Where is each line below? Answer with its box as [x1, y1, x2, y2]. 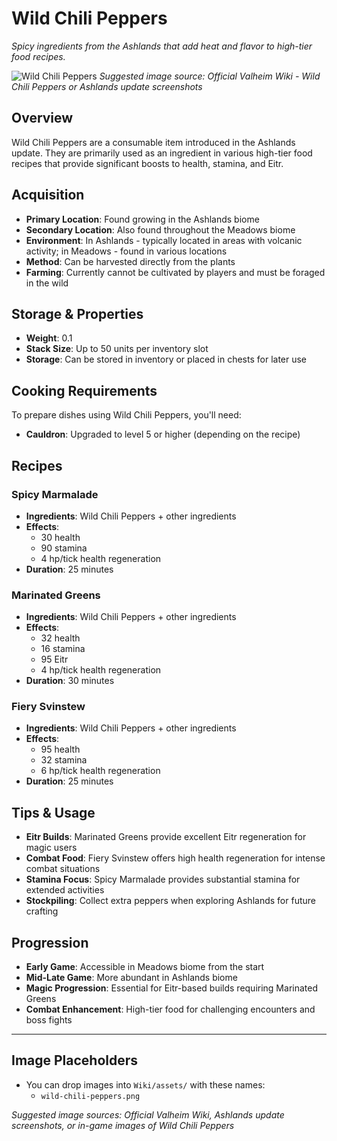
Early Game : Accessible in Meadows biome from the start [25, 961, 265, 973]
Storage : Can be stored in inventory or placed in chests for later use [25, 353, 308, 366]
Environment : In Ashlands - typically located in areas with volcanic [25, 234, 303, 246]
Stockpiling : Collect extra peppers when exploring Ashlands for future [25, 895, 316, 907]
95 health [40, 743, 81, 756]
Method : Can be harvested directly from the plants [25, 255, 236, 267]
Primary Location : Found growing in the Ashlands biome [25, 213, 260, 225]
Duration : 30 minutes [25, 675, 115, 687]
